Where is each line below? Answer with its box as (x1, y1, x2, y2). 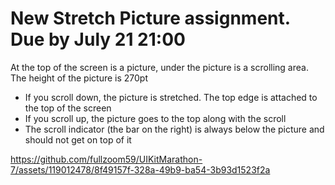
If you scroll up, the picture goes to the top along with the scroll (24, 112, 287, 124)
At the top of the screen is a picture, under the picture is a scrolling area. (10, 61, 309, 73)
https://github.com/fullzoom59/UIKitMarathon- (10, 153, 203, 165)
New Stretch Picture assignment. (10, 7, 291, 30)
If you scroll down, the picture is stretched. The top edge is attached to (24, 91, 318, 103)
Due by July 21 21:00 (10, 28, 186, 51)
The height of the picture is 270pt (10, 72, 149, 84)
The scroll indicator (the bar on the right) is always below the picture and (24, 123, 325, 135)
